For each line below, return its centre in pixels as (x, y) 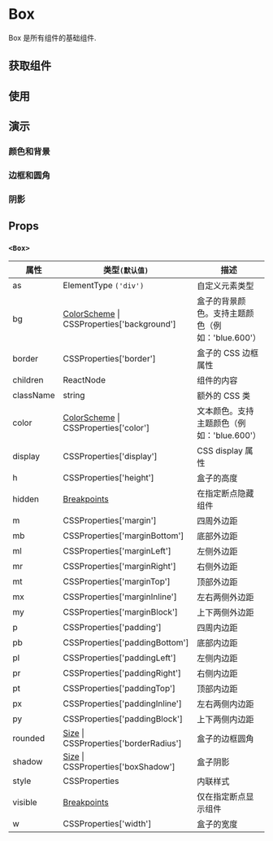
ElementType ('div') (104, 285)
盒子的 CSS (219, 353)
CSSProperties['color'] (106, 427)
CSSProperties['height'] (108, 477)
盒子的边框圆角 (225, 738)
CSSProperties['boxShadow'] (119, 766)
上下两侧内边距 (225, 719)
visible (25, 802)
